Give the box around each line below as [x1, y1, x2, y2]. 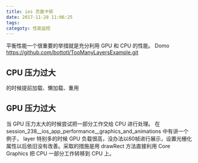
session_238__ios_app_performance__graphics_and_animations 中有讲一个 [6, 127, 189, 135]
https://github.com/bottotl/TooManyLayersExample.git [6, 49, 139, 56]
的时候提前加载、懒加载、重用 [6, 84, 79, 92]
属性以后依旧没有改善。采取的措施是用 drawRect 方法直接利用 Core [6, 142, 171, 149]
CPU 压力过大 [6, 68, 56, 78]
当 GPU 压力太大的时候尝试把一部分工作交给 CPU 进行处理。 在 [6, 120, 161, 127]
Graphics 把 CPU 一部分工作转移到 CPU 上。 [6, 149, 115, 157]
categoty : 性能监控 [6, 25, 51, 31]
